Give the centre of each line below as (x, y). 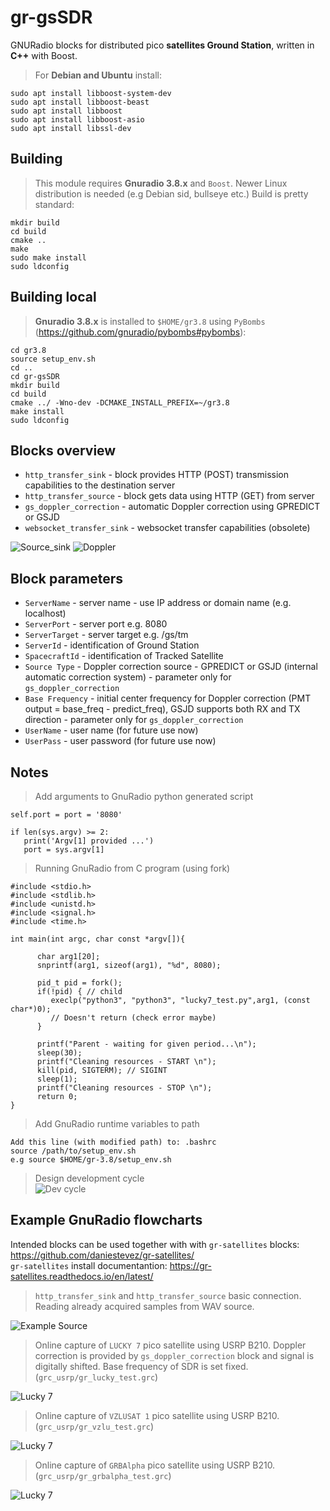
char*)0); (31, 1009)
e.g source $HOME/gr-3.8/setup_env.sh (91, 1160)
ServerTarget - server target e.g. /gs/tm (106, 635)
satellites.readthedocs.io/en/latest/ (82, 1276)
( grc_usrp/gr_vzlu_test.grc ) (94, 1426)
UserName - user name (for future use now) (111, 730)
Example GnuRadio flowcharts (106, 1220)
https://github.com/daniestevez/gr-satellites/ (102, 1255)
